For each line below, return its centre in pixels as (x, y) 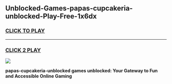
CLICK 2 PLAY (23, 50)
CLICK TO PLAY (25, 31)
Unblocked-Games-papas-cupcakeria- (69, 8)
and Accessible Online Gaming (39, 76)
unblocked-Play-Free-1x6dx (51, 17)
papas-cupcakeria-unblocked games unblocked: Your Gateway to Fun (81, 70)
